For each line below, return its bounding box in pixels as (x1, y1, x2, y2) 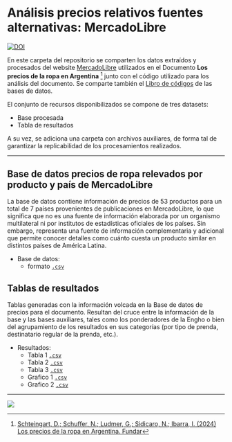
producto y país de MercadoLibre (7, 179, 153, 191)
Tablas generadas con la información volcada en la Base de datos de (7, 301, 204, 309)
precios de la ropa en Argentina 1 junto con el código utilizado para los (7, 71, 209, 80)
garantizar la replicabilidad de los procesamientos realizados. (7, 141, 182, 150)
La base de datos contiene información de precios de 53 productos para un (7, 197, 222, 206)
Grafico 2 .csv (27, 380, 69, 389)
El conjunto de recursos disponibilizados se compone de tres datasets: (7, 100, 209, 108)
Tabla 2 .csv (27, 358, 64, 366)
